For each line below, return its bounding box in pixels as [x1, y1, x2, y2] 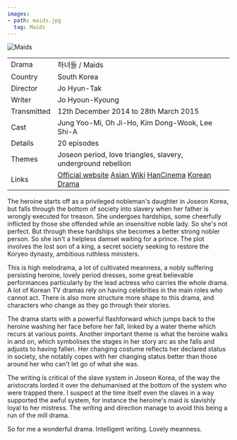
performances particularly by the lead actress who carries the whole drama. [7, 279, 229, 287]
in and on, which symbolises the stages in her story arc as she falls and [7, 337, 215, 346]
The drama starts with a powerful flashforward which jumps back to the [7, 315, 215, 323]
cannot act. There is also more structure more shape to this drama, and [7, 294, 214, 302]
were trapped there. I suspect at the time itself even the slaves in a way [7, 388, 214, 397]
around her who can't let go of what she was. [7, 360, 140, 369]
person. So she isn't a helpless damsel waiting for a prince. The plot [7, 235, 205, 243]
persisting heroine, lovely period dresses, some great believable [7, 271, 194, 279]
